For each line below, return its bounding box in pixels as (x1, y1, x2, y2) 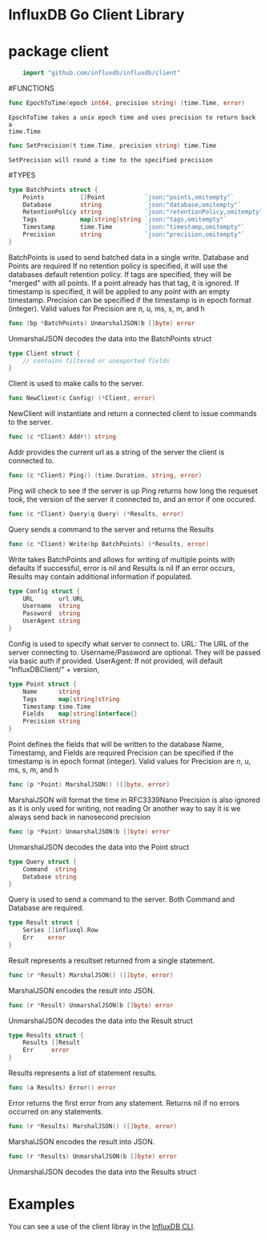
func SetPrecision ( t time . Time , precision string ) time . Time (8, 141, 217, 149)
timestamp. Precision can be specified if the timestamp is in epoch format (8, 295, 252, 304)
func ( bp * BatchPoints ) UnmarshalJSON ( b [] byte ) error (8, 319, 195, 327)
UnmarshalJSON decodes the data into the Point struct (8, 842, 190, 852)
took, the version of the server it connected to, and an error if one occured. (8, 494, 256, 503)
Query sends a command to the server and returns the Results (8, 524, 215, 534)
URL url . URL (22, 594, 84, 603)
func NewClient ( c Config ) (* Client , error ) (8, 394, 156, 402)
